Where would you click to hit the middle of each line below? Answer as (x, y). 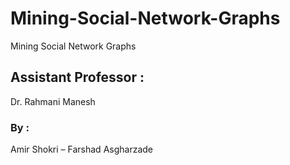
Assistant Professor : (77, 77)
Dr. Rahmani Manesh (53, 101)
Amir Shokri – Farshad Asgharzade (81, 149)
